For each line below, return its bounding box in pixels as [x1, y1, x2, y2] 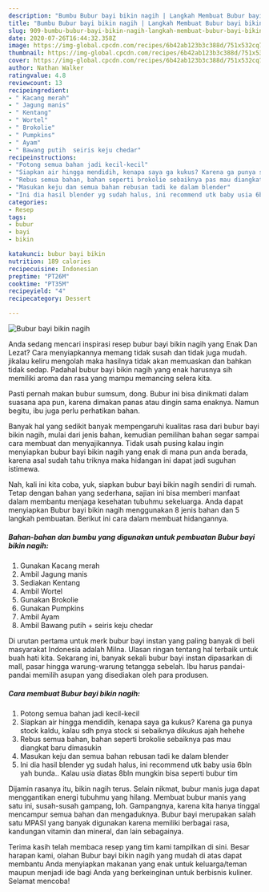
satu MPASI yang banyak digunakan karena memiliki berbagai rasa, [8, 817, 230, 827]
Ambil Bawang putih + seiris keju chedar [19, 620, 154, 630]
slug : [8, 26, 26, 34]
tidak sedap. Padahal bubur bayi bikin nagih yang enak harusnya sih [8, 365, 233, 374]
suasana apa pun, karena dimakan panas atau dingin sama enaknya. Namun [8, 398, 259, 407]
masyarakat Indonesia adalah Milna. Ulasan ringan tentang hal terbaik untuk [8, 644, 259, 654]
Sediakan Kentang [19, 578, 81, 587]
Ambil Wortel [19, 586, 62, 596]
